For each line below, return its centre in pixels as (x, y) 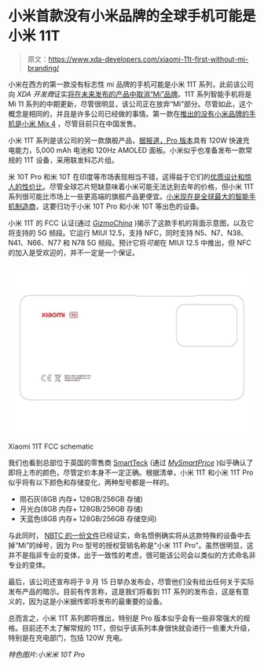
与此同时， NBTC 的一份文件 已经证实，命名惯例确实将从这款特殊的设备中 (126, 535)
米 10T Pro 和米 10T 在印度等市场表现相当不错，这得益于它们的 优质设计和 (126, 176)
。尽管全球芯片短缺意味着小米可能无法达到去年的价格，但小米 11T (148, 187)
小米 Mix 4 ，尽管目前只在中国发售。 (81, 124)
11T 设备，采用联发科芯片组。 (71, 160)
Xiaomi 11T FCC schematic (51, 446)
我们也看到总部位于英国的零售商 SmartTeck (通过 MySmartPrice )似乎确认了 (131, 463)
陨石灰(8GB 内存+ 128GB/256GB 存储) (81, 499)
